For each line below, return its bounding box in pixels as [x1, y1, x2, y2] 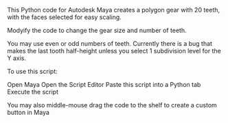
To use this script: [7, 68, 58, 75]
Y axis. [7, 54, 26, 62]
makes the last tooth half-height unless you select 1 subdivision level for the [7, 47, 221, 55]
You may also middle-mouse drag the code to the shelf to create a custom [7, 101, 218, 109]
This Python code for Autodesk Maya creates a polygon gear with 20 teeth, [7, 6, 220, 14]
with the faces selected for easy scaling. [7, 13, 122, 21]
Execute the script [7, 88, 59, 96]
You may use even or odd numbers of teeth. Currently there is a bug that [7, 40, 213, 47]
